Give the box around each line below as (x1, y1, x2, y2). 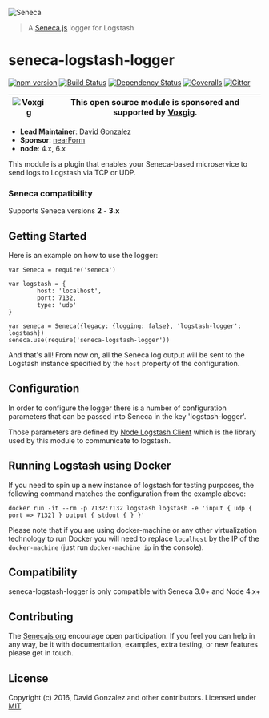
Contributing (8, 610, 74, 623)
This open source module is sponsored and (70, 96, 240, 107)
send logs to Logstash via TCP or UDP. (8, 167, 136, 177)
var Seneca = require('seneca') (8, 266, 116, 274)
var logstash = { (8, 280, 66, 288)
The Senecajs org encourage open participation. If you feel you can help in (8, 631, 255, 641)
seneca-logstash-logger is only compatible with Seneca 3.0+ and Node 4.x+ (8, 587, 261, 596)
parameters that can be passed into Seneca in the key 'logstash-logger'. (8, 411, 247, 421)
